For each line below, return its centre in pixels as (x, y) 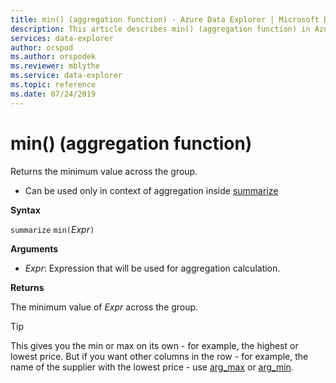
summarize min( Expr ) (52, 229)
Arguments (34, 248)
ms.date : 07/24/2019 (53, 94)
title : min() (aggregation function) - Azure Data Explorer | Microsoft (165, 19)
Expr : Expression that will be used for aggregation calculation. (152, 268)
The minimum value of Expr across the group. (104, 307)
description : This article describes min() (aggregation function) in (160, 29)
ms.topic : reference (53, 85)
